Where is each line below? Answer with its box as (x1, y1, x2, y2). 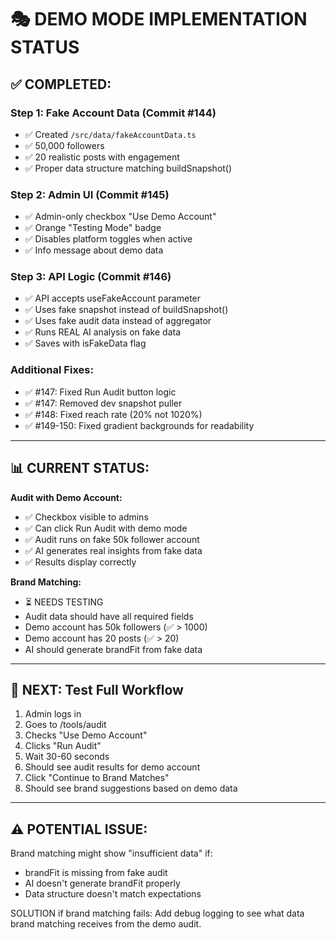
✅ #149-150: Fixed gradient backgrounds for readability (24, 419, 255, 431)
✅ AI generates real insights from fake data (24, 544, 203, 556)
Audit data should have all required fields (24, 610, 194, 622)
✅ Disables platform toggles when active (24, 233, 193, 245)
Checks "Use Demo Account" (24, 729, 148, 741)
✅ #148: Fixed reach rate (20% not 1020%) (24, 408, 203, 420)
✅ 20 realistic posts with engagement (24, 151, 180, 163)
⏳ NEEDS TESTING (24, 596, 104, 608)
